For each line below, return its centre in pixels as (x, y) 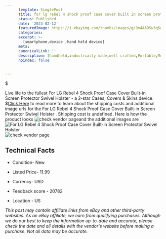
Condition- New (28, 162)
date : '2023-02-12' (38, 23)
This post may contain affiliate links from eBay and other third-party (75, 210)
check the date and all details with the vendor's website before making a (80, 226)
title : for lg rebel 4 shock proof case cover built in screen (85, 14)
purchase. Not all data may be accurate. (46, 231)
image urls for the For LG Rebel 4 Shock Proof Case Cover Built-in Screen (80, 109)
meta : (24, 46)
